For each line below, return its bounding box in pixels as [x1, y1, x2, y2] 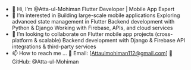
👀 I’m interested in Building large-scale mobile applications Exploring [11, 12, 180, 19]
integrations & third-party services [11, 43, 96, 50]
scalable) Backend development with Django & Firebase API [38, 37, 186, 44]
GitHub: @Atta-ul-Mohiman [11, 58, 79, 65]
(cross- [155, 31, 173, 38]
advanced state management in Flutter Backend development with [11, 18, 175, 25]
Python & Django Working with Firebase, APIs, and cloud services [11, 24, 173, 31]
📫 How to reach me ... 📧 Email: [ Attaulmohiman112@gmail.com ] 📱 [11, 50, 173, 56]
